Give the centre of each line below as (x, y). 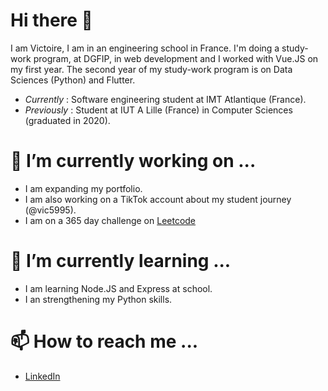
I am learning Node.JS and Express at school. (118, 288)
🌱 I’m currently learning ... (121, 261)
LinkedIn (42, 376)
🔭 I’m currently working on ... (133, 161)
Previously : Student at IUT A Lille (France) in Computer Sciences (158, 110)
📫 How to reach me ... (104, 341)
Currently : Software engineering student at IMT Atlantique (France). (165, 99)
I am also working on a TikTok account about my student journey (158, 199)
